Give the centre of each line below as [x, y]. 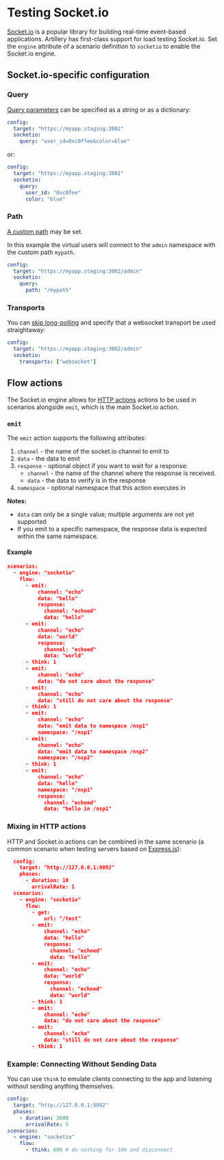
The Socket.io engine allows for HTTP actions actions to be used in [102, 399]
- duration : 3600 [44, 1118]
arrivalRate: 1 [53, 887]
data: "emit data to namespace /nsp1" [93, 726]
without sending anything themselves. [61, 1087]
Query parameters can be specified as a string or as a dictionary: [99, 109]
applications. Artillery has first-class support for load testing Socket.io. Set [112, 38]
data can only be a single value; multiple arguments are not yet [105, 514]
